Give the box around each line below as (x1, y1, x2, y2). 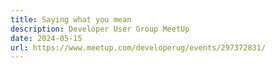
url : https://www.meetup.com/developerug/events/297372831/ (10, 42, 267, 53)
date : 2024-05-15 (10, 33, 83, 43)
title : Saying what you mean (10, 14, 132, 25)
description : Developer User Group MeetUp (10, 24, 190, 34)
